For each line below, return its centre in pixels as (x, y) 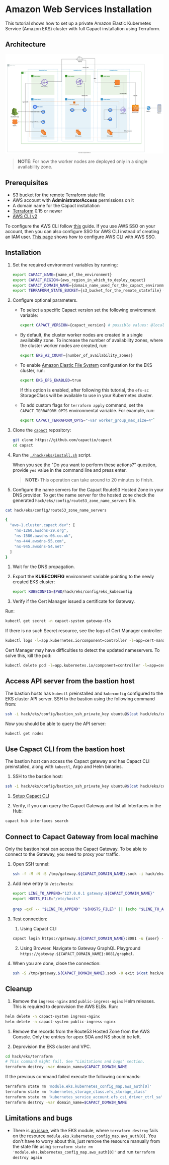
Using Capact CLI (38, 929)
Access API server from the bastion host (70, 681)
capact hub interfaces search (37, 821)
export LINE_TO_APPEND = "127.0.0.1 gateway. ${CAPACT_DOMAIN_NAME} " (83, 893)
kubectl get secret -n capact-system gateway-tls (58, 621)
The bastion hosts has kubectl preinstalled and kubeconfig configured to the (84, 693)
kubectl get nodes (24, 733)
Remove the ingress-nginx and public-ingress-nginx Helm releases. (84, 1001)
